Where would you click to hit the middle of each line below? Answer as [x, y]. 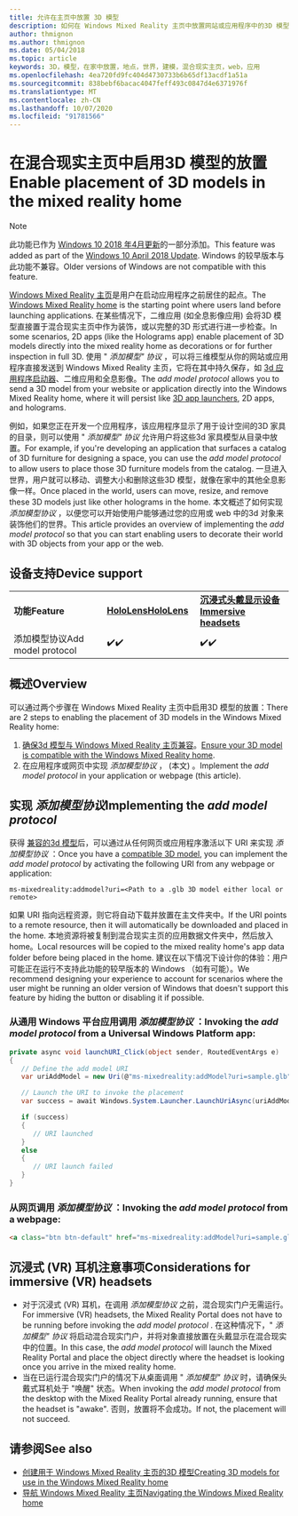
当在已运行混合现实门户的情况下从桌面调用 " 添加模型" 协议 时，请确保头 [154, 1377]
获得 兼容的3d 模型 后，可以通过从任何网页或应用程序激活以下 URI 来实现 [141, 842]
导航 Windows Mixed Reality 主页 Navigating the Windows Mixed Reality [153, 1492]
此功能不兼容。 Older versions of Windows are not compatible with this [138, 266]
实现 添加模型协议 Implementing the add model [138, 806]
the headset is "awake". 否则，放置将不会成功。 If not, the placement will [154, 1409]
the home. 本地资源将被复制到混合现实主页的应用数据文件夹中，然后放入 [141, 935]
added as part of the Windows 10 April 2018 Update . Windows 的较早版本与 [147, 256]
